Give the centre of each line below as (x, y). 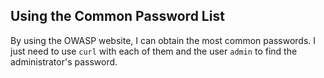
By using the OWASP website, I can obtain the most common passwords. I (163, 40)
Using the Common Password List (117, 16)
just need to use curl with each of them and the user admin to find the (154, 51)
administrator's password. (64, 61)
